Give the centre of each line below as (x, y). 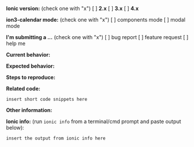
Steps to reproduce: (31, 77)
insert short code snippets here (47, 99)
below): (15, 127)
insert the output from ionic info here (56, 138)
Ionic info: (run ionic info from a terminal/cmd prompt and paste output (93, 121)
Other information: (29, 110)
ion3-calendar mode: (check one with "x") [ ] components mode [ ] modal (96, 20)
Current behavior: (28, 55)
